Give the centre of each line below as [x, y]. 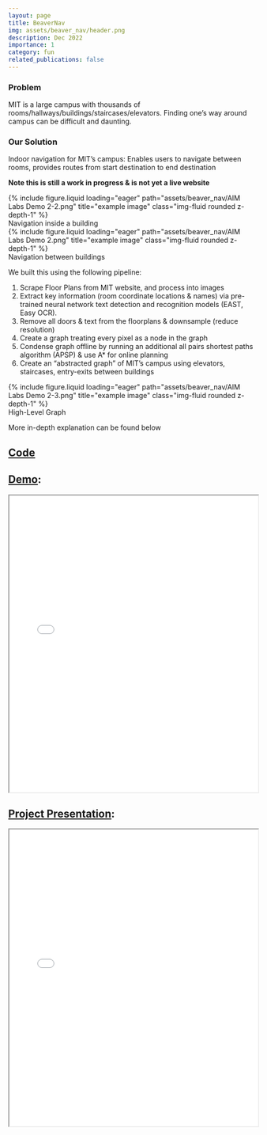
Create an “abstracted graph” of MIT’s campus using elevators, [122, 363]
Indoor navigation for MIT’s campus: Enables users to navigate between [125, 159]
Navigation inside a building [53, 223]
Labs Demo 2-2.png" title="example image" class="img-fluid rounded [122, 207]
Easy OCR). [38, 313]
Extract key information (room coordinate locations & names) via [124, 296]
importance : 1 [32, 45]
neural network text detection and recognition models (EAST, [144, 305]
